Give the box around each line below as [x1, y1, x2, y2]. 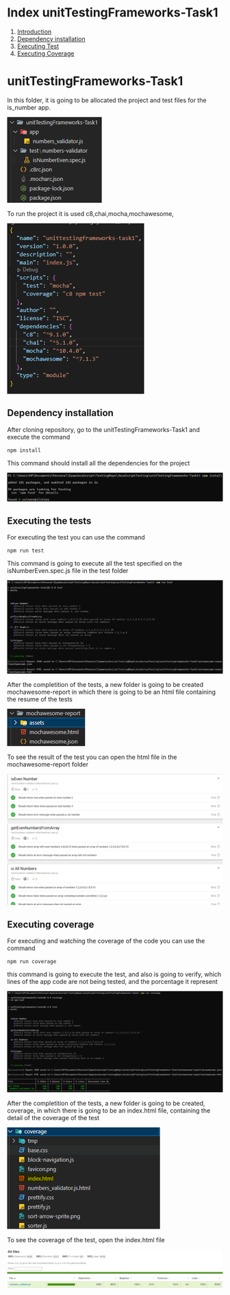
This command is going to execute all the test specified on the [7, 559, 183, 567]
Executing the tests [7, 515, 92, 527]
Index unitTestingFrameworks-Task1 [7, 5, 218, 21]
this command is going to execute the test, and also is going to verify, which [7, 970, 222, 978]
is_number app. [7, 103, 51, 111]
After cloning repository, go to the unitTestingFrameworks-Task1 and [7, 425, 200, 433]
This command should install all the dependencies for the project [7, 459, 190, 467]
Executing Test [16, 42, 60, 50]
